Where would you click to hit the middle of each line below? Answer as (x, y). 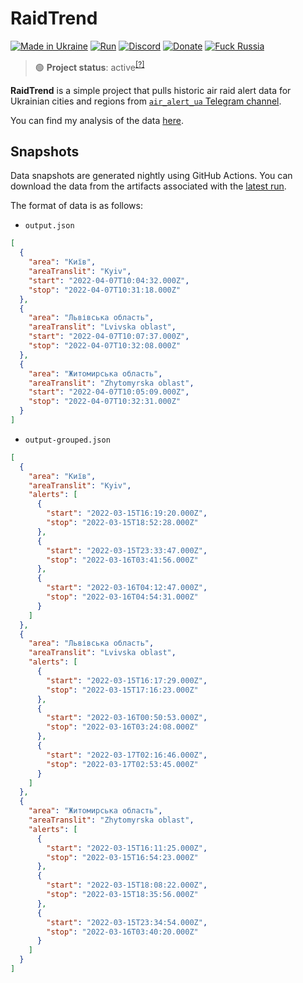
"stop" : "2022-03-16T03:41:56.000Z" (122, 560)
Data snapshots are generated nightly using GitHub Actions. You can (151, 176)
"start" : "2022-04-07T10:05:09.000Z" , (109, 392)
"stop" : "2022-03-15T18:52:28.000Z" (122, 523)
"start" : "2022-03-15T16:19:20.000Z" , (127, 513)
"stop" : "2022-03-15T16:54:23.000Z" (122, 857)
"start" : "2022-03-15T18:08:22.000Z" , (127, 885)
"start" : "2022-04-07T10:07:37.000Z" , (109, 337)
